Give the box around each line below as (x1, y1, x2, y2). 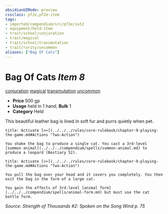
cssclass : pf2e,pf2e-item (5, 12, 59, 17)
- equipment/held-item (5, 26, 53, 31)
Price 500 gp (12, 98, 40, 104)
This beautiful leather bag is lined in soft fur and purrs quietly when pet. (5, 118, 154, 124)
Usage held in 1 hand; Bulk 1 (12, 103, 71, 109)
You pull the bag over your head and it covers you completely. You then (5, 172, 163, 177)
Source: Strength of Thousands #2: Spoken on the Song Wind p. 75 (5, 203, 145, 209)
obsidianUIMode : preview (5, 7, 57, 13)
